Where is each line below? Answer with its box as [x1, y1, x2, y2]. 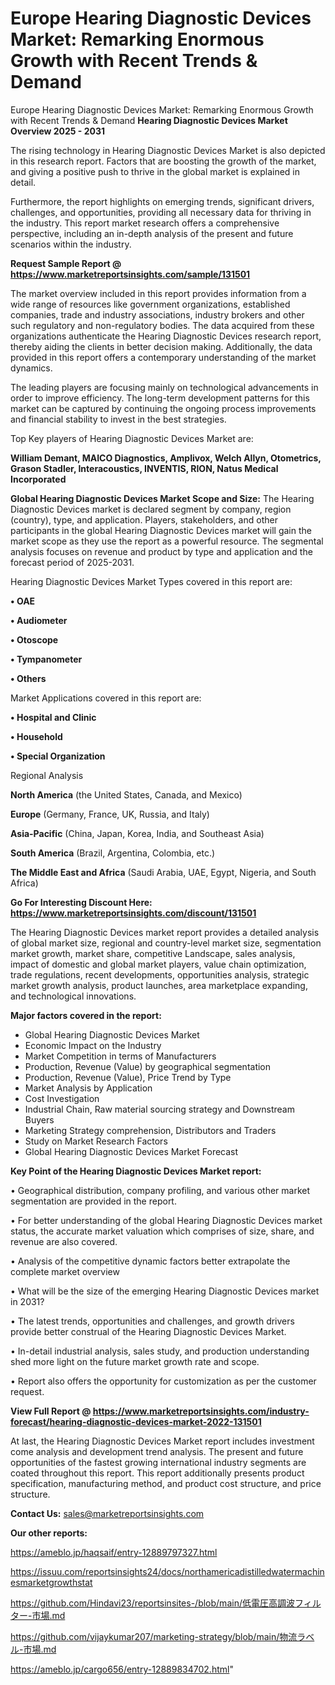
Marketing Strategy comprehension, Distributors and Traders [24, 1124, 277, 1136]
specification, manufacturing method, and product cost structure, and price [10, 1477, 322, 1489]
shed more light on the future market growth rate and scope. [10, 1355, 260, 1367]
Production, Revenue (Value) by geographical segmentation [24, 1060, 272, 1072]
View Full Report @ [10, 1405, 92, 1417]
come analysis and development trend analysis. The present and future [10, 1445, 304, 1457]
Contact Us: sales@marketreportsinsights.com [10, 1507, 205, 1519]
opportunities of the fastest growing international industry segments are [10, 1456, 307, 1468]
